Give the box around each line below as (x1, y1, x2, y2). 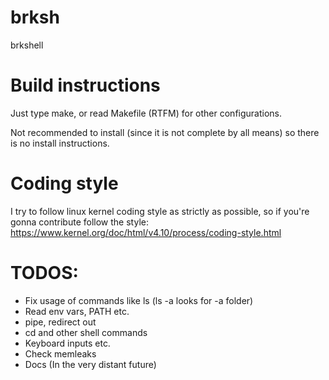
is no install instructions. (10, 137, 110, 149)
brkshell (10, 39, 44, 51)
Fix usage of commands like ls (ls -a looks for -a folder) (24, 294, 254, 306)
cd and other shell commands (24, 326, 148, 338)
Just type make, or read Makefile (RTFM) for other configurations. (10, 107, 283, 119)
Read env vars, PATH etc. (24, 305, 130, 317)
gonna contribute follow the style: (10, 216, 149, 228)
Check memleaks (24, 347, 97, 360)
